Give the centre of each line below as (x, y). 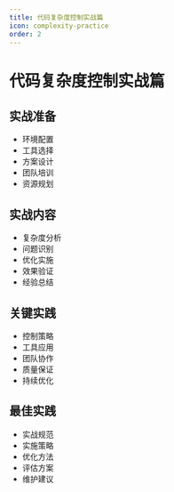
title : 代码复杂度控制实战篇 (56, 17)
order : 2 (25, 34)
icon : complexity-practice (59, 26)
